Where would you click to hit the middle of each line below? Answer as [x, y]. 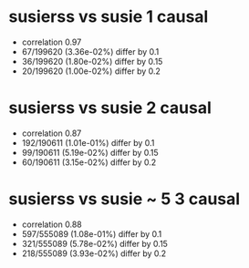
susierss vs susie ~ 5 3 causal [124, 199]
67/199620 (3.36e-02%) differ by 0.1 [90, 51]
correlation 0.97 [52, 42]
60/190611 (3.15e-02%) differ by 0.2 [89, 162]
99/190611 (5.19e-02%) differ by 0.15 [90, 152]
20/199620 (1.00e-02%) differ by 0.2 [91, 71]
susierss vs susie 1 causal [109, 17]
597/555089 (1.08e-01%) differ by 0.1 [92, 233]
